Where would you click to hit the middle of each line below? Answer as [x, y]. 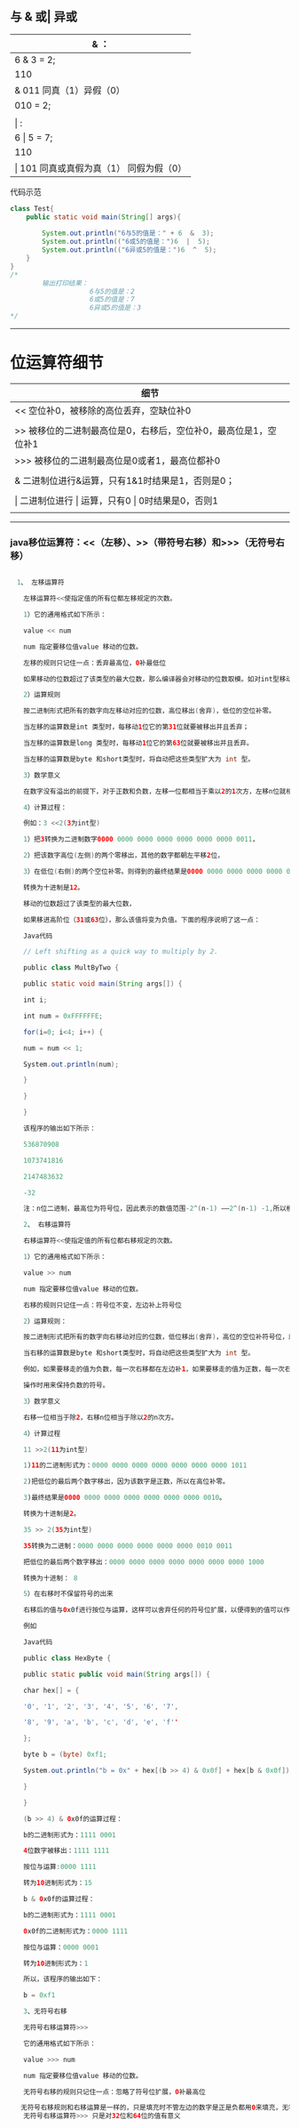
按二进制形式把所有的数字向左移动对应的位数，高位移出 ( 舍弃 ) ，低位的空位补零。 [149, 711]
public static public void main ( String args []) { [117, 1674]
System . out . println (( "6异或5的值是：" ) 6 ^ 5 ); [130, 250]
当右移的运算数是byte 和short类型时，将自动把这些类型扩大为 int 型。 [139, 1353]
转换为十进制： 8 [50, 1578]
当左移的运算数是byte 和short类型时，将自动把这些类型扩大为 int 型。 [139, 759]
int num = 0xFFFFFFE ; [63, 1016]
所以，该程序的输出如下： [63, 1979]
